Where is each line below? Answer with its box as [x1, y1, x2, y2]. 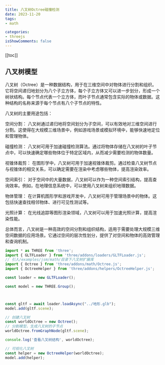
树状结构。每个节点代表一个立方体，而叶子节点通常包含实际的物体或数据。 [5, 94, 156, 99]
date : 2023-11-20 [5, 12, 41, 17]
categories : [5, 30, 29, 35]
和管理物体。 [5, 133, 31, 139]
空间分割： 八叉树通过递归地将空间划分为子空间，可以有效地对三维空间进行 [5, 121, 157, 126]
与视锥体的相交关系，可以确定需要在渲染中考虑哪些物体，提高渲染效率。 [5, 166, 151, 172]
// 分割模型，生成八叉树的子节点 [5, 324, 63, 329]
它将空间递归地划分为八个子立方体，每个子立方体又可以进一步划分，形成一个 [5, 88, 160, 94]
